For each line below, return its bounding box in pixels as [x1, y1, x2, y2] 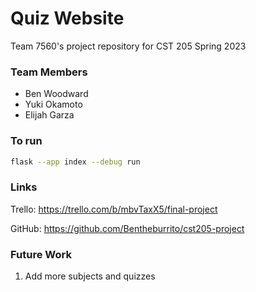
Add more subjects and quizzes [24, 270, 156, 282]
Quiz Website [10, 7, 125, 30]
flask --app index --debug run [10, 157, 141, 167]
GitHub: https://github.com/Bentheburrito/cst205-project [10, 222, 245, 234]
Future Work [10, 247, 72, 261]
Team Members [10, 65, 88, 79]
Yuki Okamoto [24, 98, 83, 111]
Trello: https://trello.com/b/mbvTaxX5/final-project [10, 203, 218, 215]
